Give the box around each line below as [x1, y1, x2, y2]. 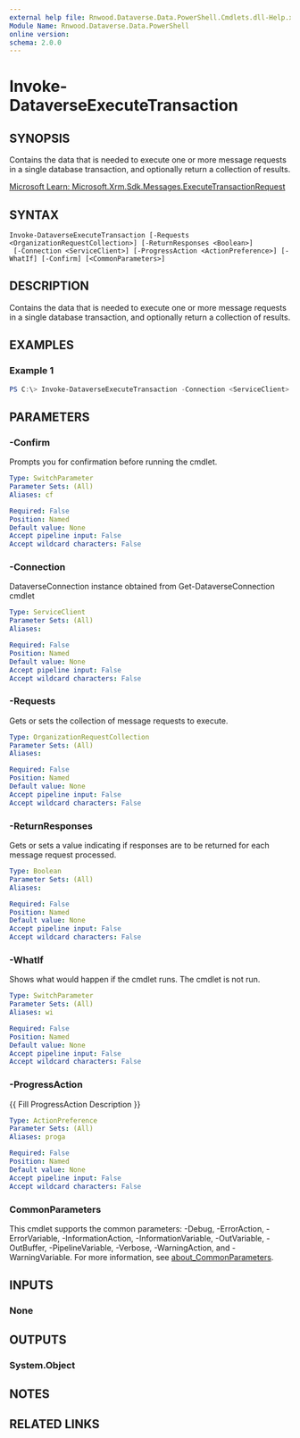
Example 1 [9, 364, 54, 377]
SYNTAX [9, 207, 60, 222]
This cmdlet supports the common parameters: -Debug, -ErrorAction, [9, 1223, 265, 1233]
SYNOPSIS [9, 130, 71, 146]
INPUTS [9, 1278, 54, 1293]
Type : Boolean [9, 867, 62, 876]
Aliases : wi [9, 1008, 54, 1017]
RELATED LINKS [9, 1417, 100, 1432]
